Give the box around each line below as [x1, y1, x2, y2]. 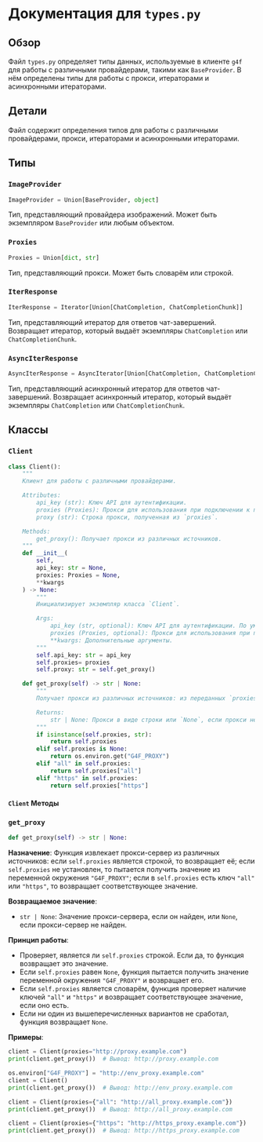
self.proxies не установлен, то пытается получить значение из [8, 865, 221, 874]
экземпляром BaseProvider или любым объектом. [8, 218, 175, 228]
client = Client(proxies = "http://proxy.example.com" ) [8, 1048, 188, 1056]
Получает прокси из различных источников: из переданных [36, 695, 225, 702]
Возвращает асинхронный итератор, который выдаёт [52, 392, 232, 401]
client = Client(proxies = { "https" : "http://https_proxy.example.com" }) [8, 1119, 247, 1127]
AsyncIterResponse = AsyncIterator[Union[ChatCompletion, [8, 370, 201, 378]
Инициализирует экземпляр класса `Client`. [36, 600, 180, 608]
